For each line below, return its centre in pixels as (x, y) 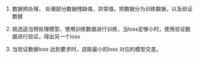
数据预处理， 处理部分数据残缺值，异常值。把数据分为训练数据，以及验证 (102, 9)
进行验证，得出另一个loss (49, 36)
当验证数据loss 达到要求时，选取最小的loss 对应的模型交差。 (87, 49)
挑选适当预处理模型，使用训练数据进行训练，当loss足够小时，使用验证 (99, 29)
